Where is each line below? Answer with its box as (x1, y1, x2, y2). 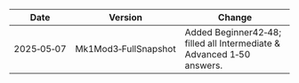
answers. (184, 59, 223, 72)
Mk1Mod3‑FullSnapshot (75, 43, 176, 55)
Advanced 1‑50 (184, 49, 251, 60)
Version (108, 11, 142, 23)
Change (217, 11, 253, 23)
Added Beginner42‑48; (184, 26, 282, 38)
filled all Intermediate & (184, 37, 280, 49)
